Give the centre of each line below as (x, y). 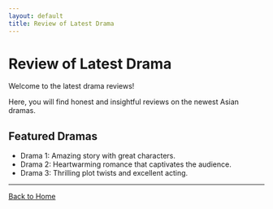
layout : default (36, 16)
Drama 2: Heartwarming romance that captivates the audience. (126, 164)
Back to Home (32, 197)
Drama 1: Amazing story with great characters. (98, 156)
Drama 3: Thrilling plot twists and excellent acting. (104, 173)
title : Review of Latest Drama (61, 24)
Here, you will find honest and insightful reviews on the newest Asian (124, 102)
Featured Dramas (53, 136)
